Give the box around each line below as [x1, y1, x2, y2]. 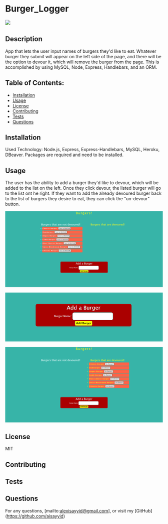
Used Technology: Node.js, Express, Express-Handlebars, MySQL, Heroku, [5, 147, 160, 153]
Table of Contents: [5, 79, 64, 87]
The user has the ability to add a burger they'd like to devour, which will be [5, 180, 159, 186]
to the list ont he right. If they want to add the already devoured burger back [5, 190, 161, 196]
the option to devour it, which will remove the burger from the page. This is [5, 59, 159, 65]
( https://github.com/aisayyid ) [5, 513, 65, 519]
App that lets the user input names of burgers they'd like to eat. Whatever [5, 48, 156, 54]
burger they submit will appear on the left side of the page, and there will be [5, 53, 161, 59]
